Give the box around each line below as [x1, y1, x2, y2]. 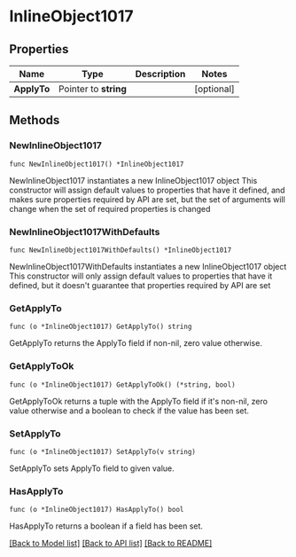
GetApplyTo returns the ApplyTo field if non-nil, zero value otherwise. [9, 338, 263, 349]
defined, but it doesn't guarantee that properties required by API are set [9, 279, 271, 290]
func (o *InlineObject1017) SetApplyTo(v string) [9, 447, 197, 456]
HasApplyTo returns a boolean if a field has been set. [9, 521, 204, 531]
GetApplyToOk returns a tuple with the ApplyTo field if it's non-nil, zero [9, 396, 269, 406]
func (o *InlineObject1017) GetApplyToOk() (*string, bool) [9, 380, 237, 389]
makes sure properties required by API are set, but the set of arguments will [9, 193, 285, 205]
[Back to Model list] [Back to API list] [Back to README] [9, 538, 213, 549]
